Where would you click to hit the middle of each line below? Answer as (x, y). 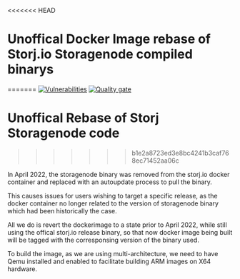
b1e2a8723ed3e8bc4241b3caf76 (181, 153)
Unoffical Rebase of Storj (83, 118)
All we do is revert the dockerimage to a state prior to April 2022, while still (117, 225)
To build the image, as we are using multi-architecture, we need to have (113, 253)
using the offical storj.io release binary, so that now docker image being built (120, 232)
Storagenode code (64, 133)
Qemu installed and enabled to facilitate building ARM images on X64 (109, 261)
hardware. (22, 269)
